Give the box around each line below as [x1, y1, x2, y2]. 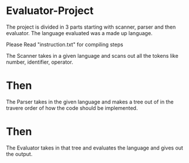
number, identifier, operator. [6, 58, 73, 65]
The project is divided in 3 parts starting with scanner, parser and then [6, 23, 176, 30]
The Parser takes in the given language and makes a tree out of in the [6, 98, 174, 105]
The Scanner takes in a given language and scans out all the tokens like [6, 52, 178, 59]
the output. [6, 150, 33, 157]
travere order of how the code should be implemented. [6, 104, 138, 112]
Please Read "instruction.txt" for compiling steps [6, 41, 123, 48]
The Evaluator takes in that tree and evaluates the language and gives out [6, 144, 183, 151]
